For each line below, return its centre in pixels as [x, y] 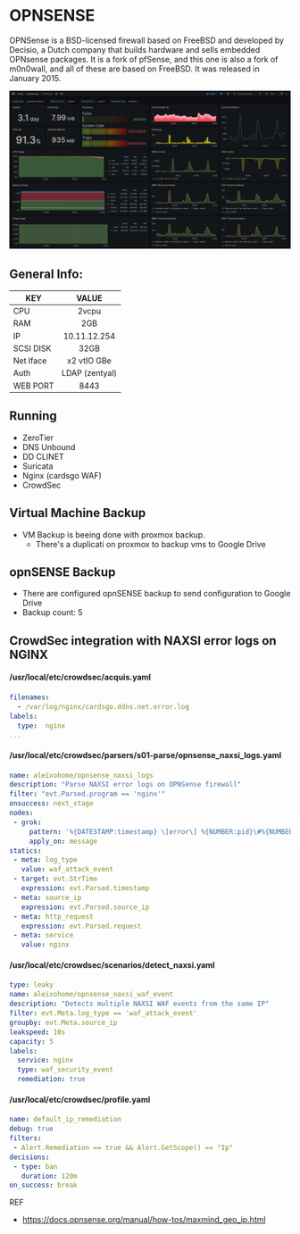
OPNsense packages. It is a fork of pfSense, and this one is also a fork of [144, 59]
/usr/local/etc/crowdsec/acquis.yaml [80, 677]
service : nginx [46, 1060]
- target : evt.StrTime [55, 879]
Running [33, 416]
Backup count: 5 [52, 613]
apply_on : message [63, 841]
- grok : [27, 822]
